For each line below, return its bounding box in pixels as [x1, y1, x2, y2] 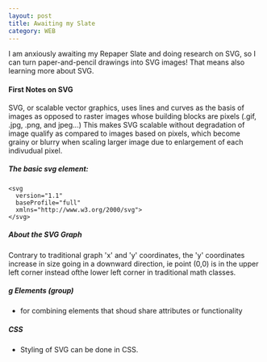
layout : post [8, 11, 52, 20]
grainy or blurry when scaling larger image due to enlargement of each [8, 137, 244, 146]
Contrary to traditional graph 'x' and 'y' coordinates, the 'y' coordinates [8, 250, 245, 259]
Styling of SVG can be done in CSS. [19, 345, 139, 355]
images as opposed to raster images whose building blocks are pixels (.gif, [8, 111, 257, 121]
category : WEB [8, 27, 56, 35]
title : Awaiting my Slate [8, 19, 95, 27]
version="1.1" [15, 192, 63, 200]
